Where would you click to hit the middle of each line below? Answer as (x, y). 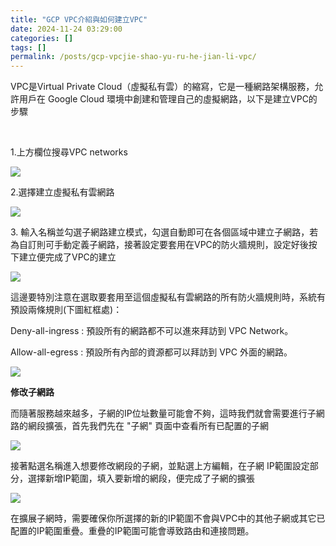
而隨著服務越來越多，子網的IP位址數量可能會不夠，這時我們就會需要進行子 (163, 413)
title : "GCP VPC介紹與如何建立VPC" (79, 19)
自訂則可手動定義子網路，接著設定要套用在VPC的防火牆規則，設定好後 (163, 245)
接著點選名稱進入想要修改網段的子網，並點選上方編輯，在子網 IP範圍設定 (160, 466)
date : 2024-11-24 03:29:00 (66, 29)
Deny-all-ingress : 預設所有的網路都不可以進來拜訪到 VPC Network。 (152, 331)
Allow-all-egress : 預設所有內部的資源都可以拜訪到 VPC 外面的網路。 (151, 352)
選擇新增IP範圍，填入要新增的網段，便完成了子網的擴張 (141, 478)
